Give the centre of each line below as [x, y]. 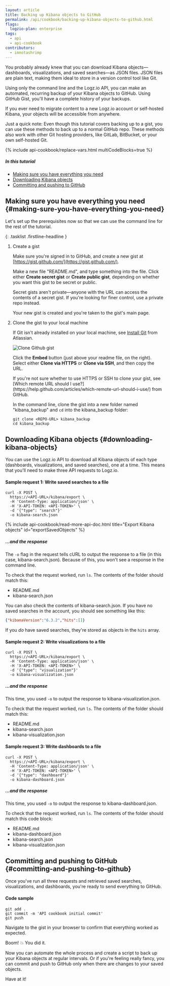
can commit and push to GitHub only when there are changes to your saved [84, 964]
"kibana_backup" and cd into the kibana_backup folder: [70, 410]
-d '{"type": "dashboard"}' [40, 775]
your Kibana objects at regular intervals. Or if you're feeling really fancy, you [85, 958]
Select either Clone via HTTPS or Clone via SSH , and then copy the [83, 363]
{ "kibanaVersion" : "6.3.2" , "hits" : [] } [45, 621]
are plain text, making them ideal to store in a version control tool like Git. [81, 78]
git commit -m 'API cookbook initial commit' [54, 913]
